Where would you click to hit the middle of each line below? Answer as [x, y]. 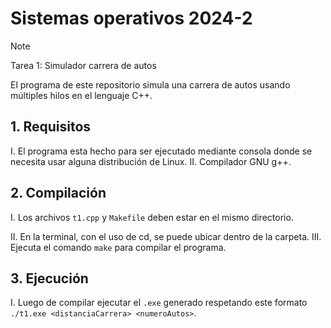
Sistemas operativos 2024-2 [131, 18]
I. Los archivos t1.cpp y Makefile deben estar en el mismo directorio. [152, 217]
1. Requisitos [51, 127]
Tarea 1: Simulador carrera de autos [83, 65]
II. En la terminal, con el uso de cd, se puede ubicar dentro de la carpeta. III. [166, 236]
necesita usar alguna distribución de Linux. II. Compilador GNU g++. [151, 161]
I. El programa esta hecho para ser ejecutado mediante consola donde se [161, 151]
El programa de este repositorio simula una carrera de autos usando [150, 84]
